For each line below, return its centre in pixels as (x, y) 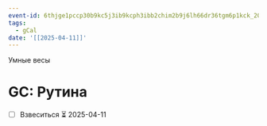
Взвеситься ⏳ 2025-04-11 (63, 115)
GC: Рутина (48, 92)
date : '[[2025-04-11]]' (48, 38)
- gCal (26, 30)
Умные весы (29, 60)
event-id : (25, 15)
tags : (17, 23)
